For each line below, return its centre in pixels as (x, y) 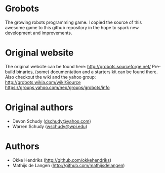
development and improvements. (39, 33)
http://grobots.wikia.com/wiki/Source (43, 82)
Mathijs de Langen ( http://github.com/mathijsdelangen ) (68, 165)
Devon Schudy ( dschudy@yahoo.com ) (52, 121)
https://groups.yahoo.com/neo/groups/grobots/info (58, 87)
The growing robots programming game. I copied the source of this (74, 22)
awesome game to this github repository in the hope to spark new (72, 27)
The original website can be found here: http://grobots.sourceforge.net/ (78, 66)
